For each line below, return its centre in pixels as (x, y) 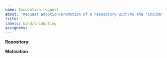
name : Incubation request (32, 10)
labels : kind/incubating (31, 23)
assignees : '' (20, 28)
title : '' (15, 19)
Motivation (17, 52)
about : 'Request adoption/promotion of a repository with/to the (74, 14)
